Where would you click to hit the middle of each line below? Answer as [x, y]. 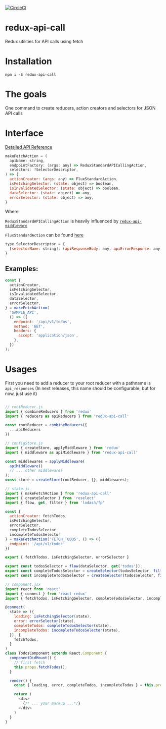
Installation [29, 61]
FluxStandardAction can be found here [44, 235]
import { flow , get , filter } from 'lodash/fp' [55, 503]
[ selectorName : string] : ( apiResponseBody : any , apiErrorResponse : [81, 249]
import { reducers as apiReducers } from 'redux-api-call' [67, 416]
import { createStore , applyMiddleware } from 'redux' [63, 448]
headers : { [25, 331]
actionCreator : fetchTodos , [39, 516]
